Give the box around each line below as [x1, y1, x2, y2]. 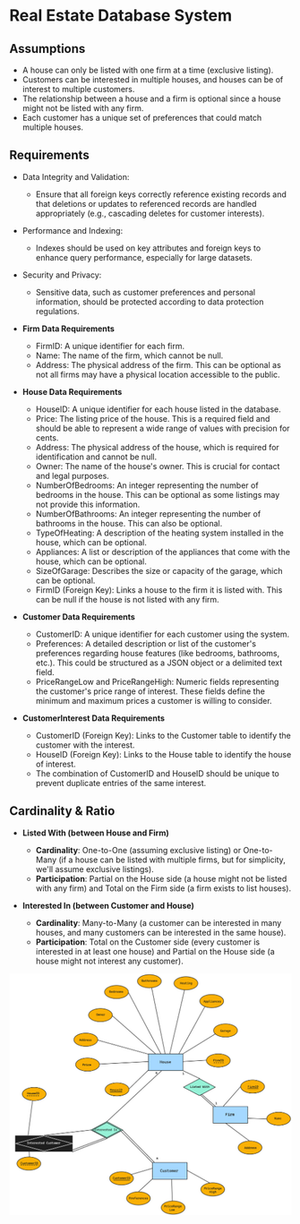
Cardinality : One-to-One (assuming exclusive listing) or [35, 844, 242, 855]
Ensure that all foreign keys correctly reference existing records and [35, 189, 287, 200]
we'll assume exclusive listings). [35, 863, 154, 874]
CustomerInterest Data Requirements [21, 713, 166, 723]
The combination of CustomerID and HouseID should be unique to [35, 767, 280, 779]
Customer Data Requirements [21, 611, 136, 622]
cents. [35, 432, 59, 443]
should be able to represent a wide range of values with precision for [35, 423, 290, 433]
